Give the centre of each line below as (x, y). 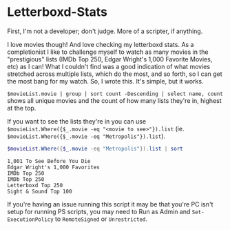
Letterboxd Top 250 (35, 185)
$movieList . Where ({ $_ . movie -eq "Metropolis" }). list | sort (95, 148)
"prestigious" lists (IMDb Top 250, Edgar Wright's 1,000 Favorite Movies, (110, 59)
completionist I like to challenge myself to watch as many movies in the (108, 52)
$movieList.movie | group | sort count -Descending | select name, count (115, 94)
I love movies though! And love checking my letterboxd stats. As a (101, 44)
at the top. (22, 108)
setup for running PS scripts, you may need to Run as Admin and (99, 211)
